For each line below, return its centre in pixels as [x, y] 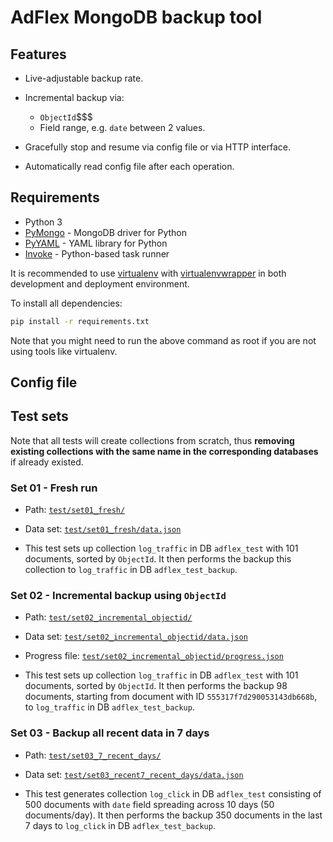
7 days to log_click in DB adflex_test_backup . [120, 825]
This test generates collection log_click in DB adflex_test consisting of [173, 793]
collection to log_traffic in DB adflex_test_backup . [131, 570]
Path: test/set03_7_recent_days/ [93, 755]
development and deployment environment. [100, 283]
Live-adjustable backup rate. [84, 78]
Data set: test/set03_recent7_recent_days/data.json [134, 774]
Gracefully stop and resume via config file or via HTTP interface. [157, 147]
